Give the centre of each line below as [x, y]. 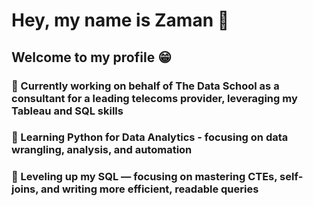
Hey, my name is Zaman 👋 [120, 20]
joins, [25, 189]
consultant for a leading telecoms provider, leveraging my [154, 98]
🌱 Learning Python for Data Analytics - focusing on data [150, 137]
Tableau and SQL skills [67, 111]
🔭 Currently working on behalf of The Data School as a [145, 86]
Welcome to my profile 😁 [92, 57]
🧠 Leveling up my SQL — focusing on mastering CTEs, [144, 177]
